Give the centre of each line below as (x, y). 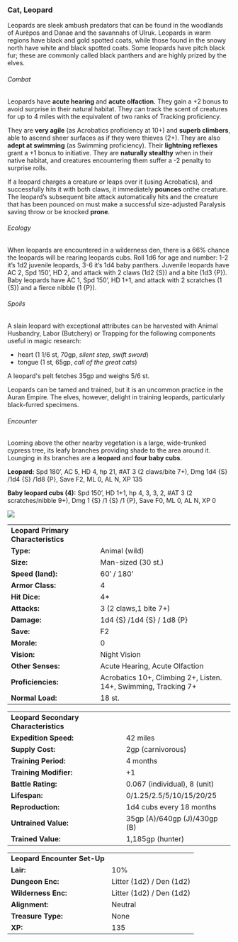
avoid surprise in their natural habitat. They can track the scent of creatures (118, 109)
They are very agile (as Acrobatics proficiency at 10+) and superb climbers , (119, 130)
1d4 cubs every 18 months (171, 807)
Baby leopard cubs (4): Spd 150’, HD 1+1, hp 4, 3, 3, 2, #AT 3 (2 (100, 493)
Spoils (17, 304)
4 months (142, 761)
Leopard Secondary (45, 718)
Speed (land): (34, 574)
